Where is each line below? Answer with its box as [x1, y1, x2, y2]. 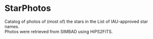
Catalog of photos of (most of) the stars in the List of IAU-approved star [4, 19, 148, 24]
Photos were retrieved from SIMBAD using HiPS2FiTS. [4, 29, 113, 34]
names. [4, 23, 19, 29]
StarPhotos [4, 3, 51, 14]
